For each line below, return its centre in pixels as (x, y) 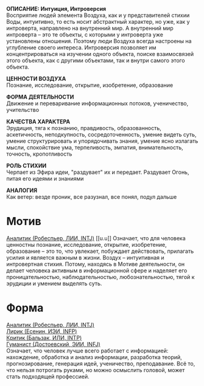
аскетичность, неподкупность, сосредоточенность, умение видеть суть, (101, 134)
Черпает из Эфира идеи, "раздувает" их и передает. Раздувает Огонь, (98, 172)
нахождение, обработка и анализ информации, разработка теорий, (94, 357)
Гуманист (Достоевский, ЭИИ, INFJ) (53, 344)
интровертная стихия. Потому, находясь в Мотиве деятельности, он (96, 264)
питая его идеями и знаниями (45, 178)
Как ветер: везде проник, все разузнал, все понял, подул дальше (92, 197)
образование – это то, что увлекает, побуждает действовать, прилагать (100, 251)
